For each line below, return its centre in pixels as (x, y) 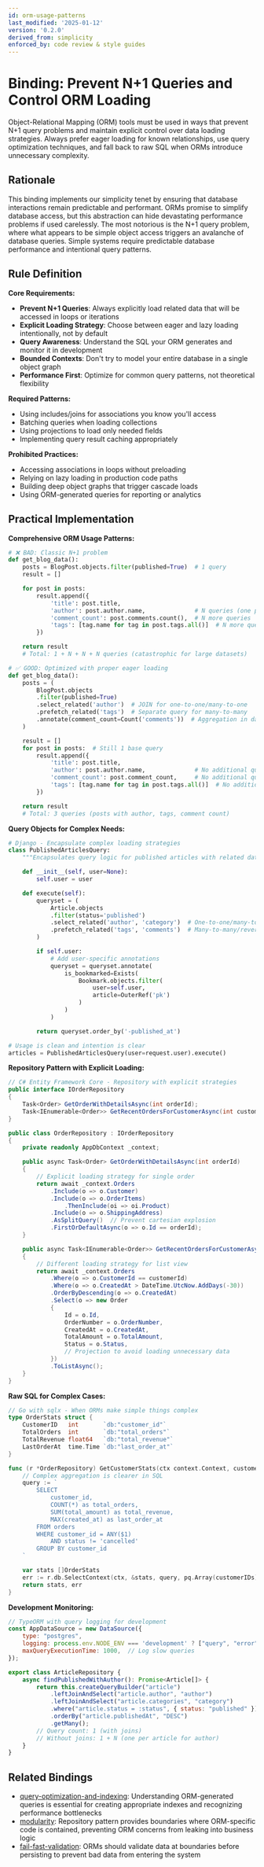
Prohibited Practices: (43, 454)
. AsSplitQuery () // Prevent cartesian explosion (133, 1221)
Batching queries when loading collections (88, 422)
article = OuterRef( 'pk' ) (131, 996)
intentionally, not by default (64, 333)
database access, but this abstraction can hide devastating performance (126, 215)
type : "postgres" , (52, 1637)
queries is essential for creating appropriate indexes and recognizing (131, 1805)
